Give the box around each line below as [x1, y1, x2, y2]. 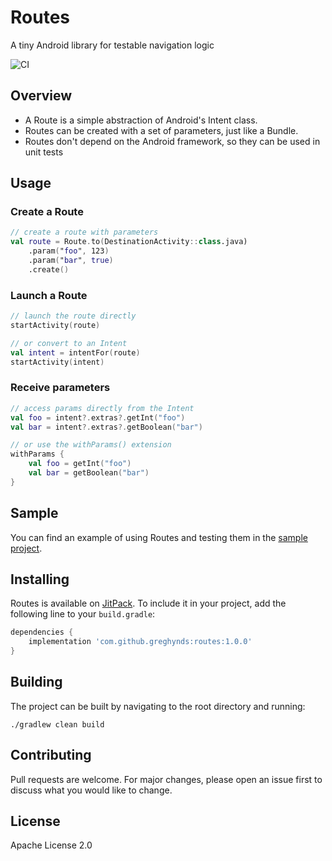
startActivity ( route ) [10, 320, 101, 330]
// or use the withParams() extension [10, 440, 172, 450]
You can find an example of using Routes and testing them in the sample [10, 531, 308, 543]
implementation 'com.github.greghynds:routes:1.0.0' [28, 637, 253, 647]
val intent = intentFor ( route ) [10, 347, 141, 358]
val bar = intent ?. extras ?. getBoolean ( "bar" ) [10, 422, 203, 432]
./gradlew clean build [10, 719, 105, 730]
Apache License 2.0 [10, 839, 93, 851]
